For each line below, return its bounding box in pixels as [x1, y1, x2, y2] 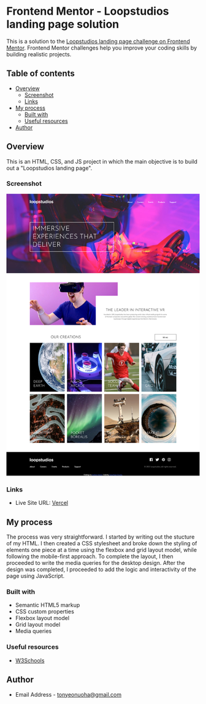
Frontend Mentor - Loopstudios [6, 4, 169, 18]
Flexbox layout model [15, 615, 69, 622]
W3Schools [15, 657, 45, 664]
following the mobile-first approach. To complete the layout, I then [6, 553, 174, 560]
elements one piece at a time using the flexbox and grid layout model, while [6, 547, 197, 554]
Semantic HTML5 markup [15, 602, 80, 609]
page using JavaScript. [6, 572, 65, 580]
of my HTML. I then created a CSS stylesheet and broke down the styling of [6, 540, 197, 547]
